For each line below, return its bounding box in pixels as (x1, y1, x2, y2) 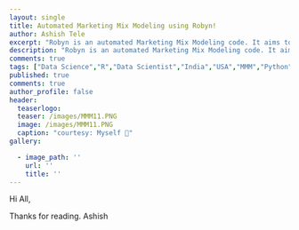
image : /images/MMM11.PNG (17, 121, 114, 130)
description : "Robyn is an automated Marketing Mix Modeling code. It (9, 46, 277, 55)
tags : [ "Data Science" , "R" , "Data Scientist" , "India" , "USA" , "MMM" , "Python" (9, 63, 293, 72)
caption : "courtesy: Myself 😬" (17, 129, 133, 138)
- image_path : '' (17, 153, 82, 162)
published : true (9, 71, 69, 80)
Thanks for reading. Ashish (9, 210, 109, 222)
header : (9, 95, 38, 105)
